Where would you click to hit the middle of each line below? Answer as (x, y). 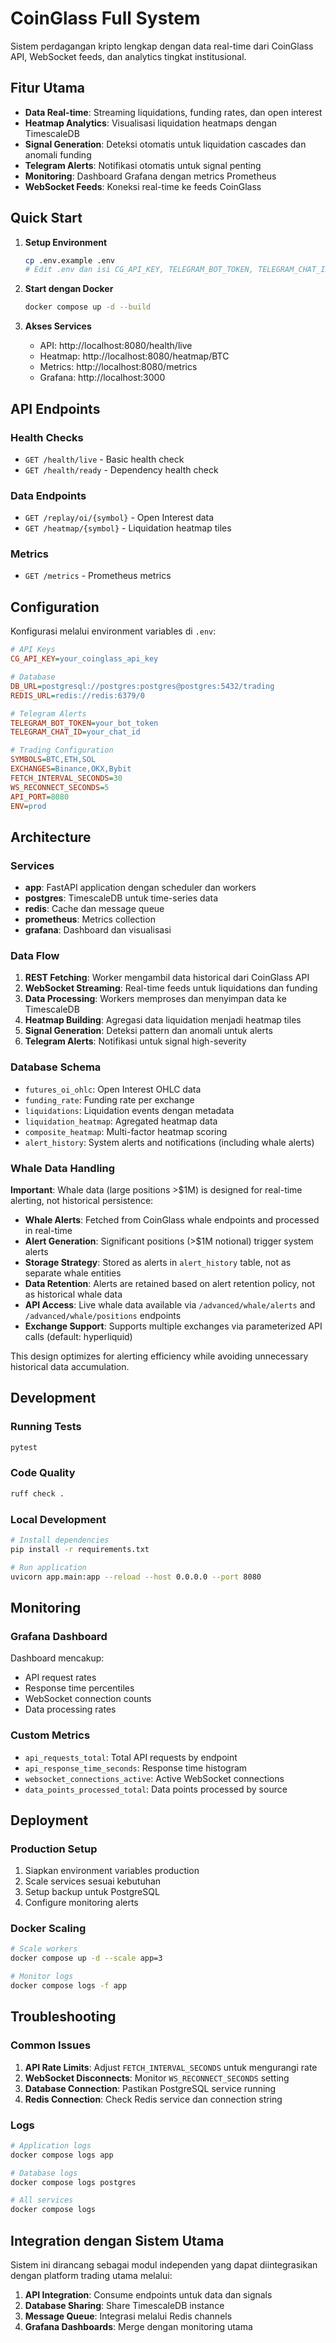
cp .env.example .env (69, 260)
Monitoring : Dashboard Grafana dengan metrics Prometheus (150, 176)
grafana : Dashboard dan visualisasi (98, 930)
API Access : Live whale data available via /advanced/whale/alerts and (170, 1304)
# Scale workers (44, 1949)
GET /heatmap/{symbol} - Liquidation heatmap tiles (128, 528)
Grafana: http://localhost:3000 (102, 378)
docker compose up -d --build (88, 307)
